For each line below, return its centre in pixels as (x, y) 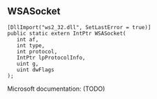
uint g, (28, 64)
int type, (31, 45)
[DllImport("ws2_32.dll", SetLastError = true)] (79, 27)
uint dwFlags (35, 70)
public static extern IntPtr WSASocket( (67, 33)
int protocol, (37, 51)
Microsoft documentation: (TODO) (56, 89)
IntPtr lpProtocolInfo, (51, 57)
